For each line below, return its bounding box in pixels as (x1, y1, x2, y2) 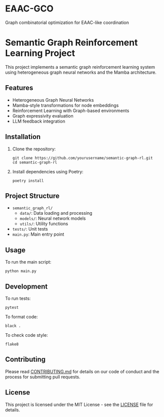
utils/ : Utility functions (19, 221, 69, 227)
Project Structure (5, 191, 60, 200)
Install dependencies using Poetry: (12, 168, 83, 174)
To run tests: (5, 295, 31, 301)
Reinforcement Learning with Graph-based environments (12, 108, 129, 114)
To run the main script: (5, 259, 52, 265)
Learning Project (5, 48, 76, 59)
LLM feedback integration (12, 118, 66, 124)
